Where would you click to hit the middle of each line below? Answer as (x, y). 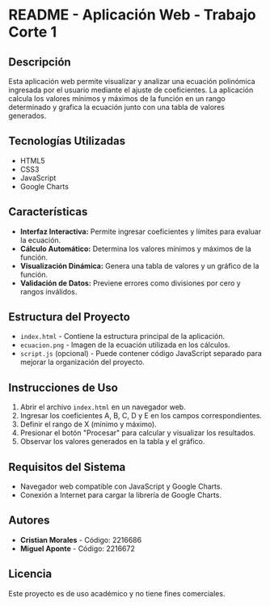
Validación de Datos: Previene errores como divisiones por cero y (130, 283)
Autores (29, 521)
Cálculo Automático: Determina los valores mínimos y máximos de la (136, 248)
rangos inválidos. (49, 291)
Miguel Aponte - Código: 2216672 (78, 549)
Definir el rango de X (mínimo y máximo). (89, 424)
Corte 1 (33, 32)
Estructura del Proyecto (70, 317)
